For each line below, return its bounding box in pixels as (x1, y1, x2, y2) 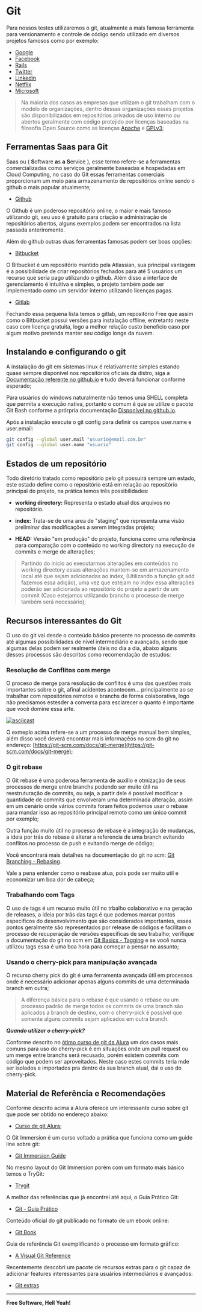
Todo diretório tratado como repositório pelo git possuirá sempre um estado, (6, 475, 196, 482)
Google (14, 48, 34, 55)
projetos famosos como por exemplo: (6, 37, 99, 44)
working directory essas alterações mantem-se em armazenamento (20, 566, 189, 573)
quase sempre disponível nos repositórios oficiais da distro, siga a (6, 369, 170, 376)
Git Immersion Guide (14, 1152, 66, 1159)
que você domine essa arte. (6, 705, 75, 713)
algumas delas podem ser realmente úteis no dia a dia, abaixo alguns (6, 644, 177, 652)
